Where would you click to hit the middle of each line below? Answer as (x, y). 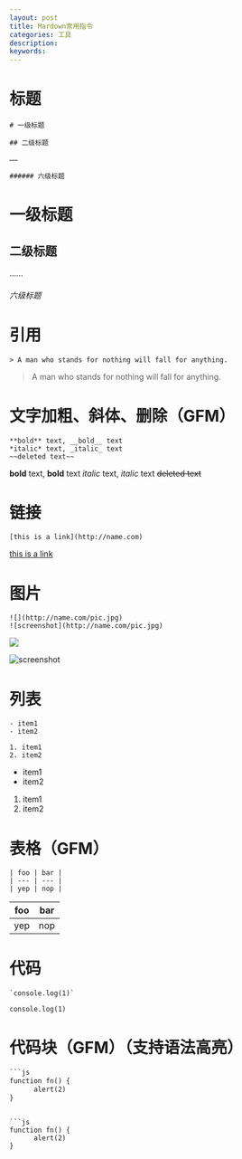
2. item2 (26, 755)
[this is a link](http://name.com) (76, 537)
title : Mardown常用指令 (51, 26)
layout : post (34, 18)
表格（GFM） (59, 848)
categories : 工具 (41, 34)
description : (34, 43)
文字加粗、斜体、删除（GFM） (122, 416)
